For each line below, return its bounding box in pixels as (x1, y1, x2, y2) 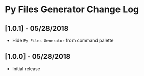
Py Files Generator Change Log (5, 4, 139, 15)
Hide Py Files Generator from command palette (12, 37, 114, 43)
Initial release (12, 65, 40, 72)
